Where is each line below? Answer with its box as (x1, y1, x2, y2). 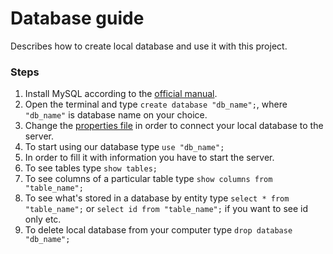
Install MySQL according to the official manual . (24, 88, 218, 100)
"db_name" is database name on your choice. (24, 109, 208, 121)
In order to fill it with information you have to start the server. (24, 152, 275, 164)
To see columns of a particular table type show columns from (24, 173, 273, 185)
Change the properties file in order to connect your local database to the (24, 120, 324, 132)
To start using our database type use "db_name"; (24, 141, 225, 153)
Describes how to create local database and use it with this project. (10, 40, 288, 52)
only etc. (24, 213, 62, 226)
